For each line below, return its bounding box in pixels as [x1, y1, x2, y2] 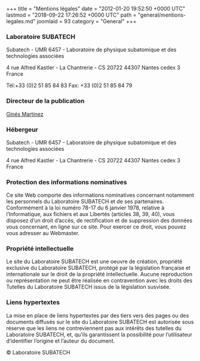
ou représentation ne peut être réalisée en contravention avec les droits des [6, 277, 193, 284]
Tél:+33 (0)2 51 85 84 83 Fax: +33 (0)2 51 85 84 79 [6, 82, 133, 89]
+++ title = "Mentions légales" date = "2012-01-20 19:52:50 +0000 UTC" [6, 5, 186, 12]
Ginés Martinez [6, 110, 44, 118]
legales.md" [6, 18, 36, 24]
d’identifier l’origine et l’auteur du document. [6, 337, 115, 344]
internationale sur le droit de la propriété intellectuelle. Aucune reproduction [6, 271, 193, 278]
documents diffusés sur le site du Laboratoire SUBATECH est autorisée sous [6, 318, 194, 325]
